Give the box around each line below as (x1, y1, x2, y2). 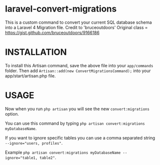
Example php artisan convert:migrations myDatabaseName (5, 149, 121, 155)
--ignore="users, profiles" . (5, 140, 63, 146)
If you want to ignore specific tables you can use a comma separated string (5, 135, 156, 141)
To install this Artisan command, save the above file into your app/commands (5, 62, 154, 68)
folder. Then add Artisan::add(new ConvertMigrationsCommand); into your (5, 68, 151, 74)
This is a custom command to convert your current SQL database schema (5, 19, 152, 25)
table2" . (39, 154, 57, 160)
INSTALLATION (5, 47, 67, 58)
